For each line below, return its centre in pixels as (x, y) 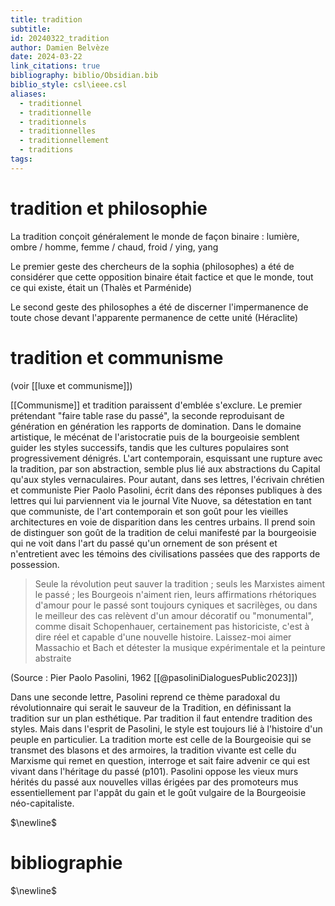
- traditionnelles (58, 131)
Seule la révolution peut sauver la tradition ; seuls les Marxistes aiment (179, 583)
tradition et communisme (117, 357)
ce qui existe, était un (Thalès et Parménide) (101, 287)
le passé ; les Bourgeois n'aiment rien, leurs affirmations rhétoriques (175, 594)
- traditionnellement (64, 141)
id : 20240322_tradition (60, 38)
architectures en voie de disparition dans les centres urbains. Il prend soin (163, 522)
